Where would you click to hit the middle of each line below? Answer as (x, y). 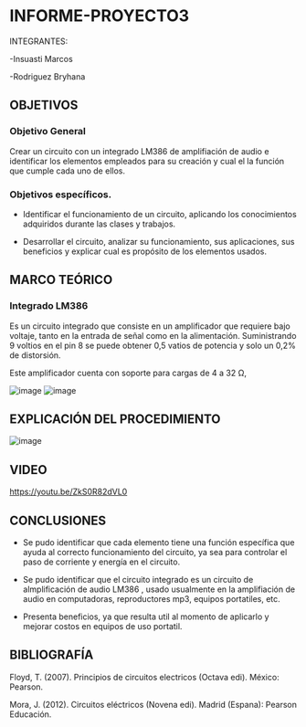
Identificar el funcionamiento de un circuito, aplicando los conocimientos (159, 214)
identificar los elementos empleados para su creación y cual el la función (147, 161)
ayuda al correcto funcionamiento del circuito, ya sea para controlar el (155, 553)
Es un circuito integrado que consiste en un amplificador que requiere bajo (150, 326)
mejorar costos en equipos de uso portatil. (102, 627)
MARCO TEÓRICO (61, 280)
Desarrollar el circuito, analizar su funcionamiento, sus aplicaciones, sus (158, 241)
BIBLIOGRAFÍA (52, 655)
